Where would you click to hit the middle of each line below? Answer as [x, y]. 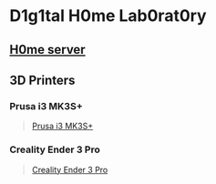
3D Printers [42, 80]
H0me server [47, 50]
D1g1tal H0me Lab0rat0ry [108, 16]
